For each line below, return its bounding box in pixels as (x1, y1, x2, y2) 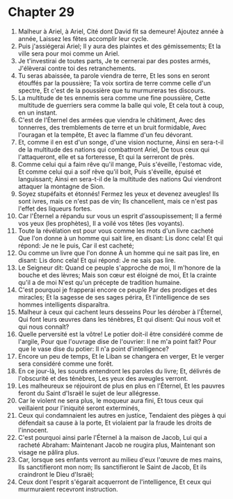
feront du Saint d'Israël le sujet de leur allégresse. (17, 388, 161, 397)
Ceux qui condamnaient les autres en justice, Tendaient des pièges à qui (17, 411, 227, 419)
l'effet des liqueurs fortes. (17, 204, 93, 213)
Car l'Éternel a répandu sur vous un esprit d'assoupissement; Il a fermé (17, 211, 223, 220)
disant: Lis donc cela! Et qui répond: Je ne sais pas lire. (17, 256, 176, 264)
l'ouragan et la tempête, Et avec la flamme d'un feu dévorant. (17, 130, 193, 139)
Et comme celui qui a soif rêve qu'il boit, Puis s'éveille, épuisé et (17, 167, 202, 176)
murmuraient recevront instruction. (17, 484, 118, 493)
